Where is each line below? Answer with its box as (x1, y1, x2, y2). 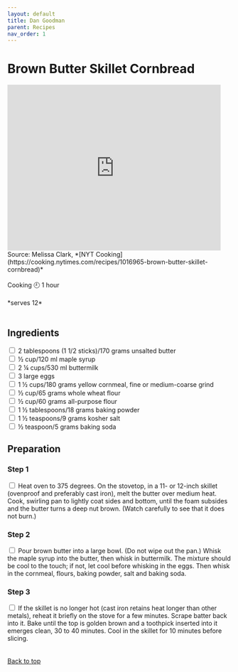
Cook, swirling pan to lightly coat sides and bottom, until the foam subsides (7, 496, 228, 505)
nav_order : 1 (7, 30, 46, 38)
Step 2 (7, 529, 31, 539)
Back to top (7, 657, 41, 666)
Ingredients (7, 326, 60, 338)
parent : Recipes (7, 23, 55, 31)
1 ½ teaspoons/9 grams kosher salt (17, 414, 121, 422)
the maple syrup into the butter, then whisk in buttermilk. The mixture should (7, 554, 231, 562)
